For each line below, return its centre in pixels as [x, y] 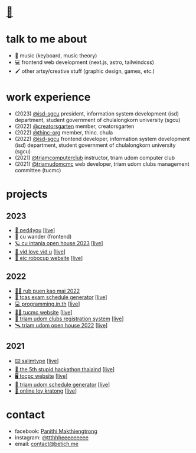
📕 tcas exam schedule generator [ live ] [61, 297]
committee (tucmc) [38, 171]
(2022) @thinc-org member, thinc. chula [64, 133]
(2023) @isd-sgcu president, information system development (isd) [97, 114]
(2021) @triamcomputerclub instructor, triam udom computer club [95, 158]
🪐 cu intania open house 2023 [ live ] [59, 243]
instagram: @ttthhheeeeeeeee [51, 437]
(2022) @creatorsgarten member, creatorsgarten [74, 126]
